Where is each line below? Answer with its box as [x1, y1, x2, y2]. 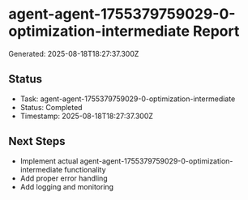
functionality [64, 164, 107, 174]
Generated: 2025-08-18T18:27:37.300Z [8, 49, 139, 58]
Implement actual [19, 155, 79, 166]
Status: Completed [19, 102, 83, 112]
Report [192, 22, 240, 40]
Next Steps [8, 134, 66, 148]
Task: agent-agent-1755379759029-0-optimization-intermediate [19, 94, 236, 104]
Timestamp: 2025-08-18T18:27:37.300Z [19, 111, 154, 121]
